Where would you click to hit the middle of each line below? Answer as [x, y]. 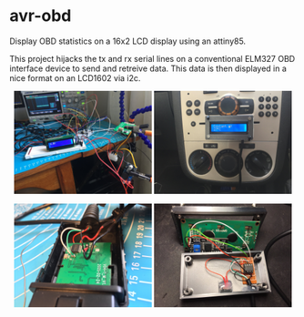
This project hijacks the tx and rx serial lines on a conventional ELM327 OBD [152, 58]
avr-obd [41, 16]
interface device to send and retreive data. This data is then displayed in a [148, 68]
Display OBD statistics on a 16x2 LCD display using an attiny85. [128, 41]
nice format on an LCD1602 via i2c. [75, 77]
